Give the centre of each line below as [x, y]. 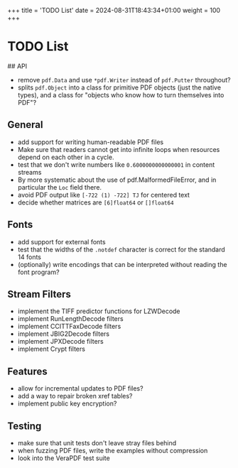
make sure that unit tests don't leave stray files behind [97, 443]
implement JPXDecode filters [61, 342]
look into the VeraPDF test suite [64, 458]
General [26, 125]
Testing [25, 426]
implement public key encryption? [67, 403]
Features [27, 371]
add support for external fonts [61, 241]
